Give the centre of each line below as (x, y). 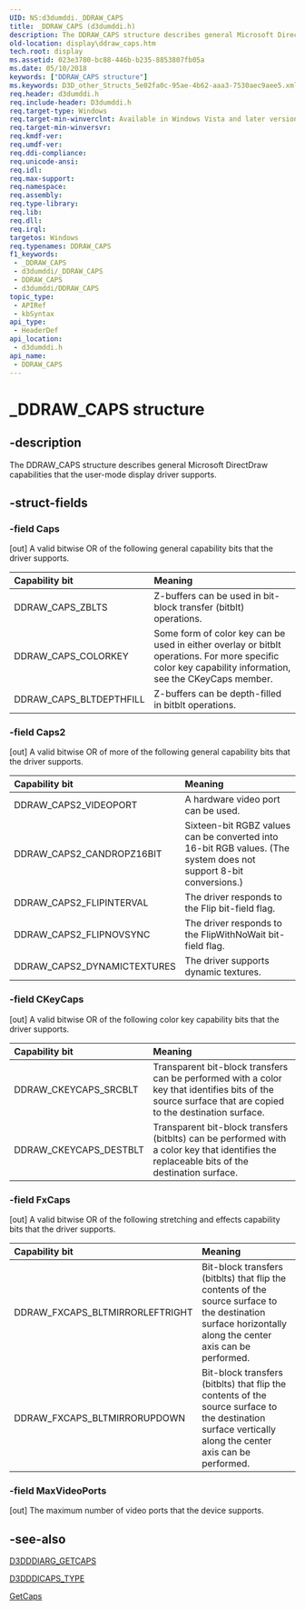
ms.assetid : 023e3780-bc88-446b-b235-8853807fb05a (107, 60)
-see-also (38, 1539)
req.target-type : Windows (58, 111)
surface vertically (239, 1430)
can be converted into (231, 837)
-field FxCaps (40, 1199)
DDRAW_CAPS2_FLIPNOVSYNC (82, 935)
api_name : (28, 355)
